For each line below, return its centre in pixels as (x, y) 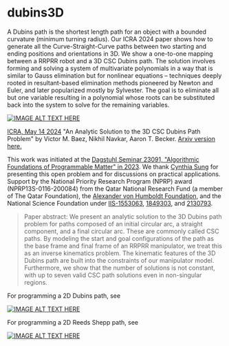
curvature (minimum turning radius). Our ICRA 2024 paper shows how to (110, 39)
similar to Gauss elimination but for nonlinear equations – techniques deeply (115, 75)
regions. (36, 282)
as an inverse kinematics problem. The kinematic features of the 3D (120, 253)
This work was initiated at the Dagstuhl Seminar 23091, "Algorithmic (103, 159)
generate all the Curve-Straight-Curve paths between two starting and (107, 46)
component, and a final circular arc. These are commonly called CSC (121, 231)
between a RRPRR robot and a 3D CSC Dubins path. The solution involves (111, 61)
